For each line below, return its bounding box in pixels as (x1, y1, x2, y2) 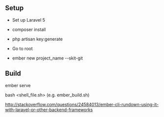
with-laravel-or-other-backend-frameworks (5, 107, 93, 113)
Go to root (12, 45, 33, 51)
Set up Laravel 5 (12, 17, 46, 23)
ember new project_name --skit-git (12, 55, 83, 61)
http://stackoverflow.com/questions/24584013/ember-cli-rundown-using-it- (5, 101, 159, 107)
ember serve (5, 82, 31, 88)
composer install (12, 27, 46, 32)
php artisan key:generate (12, 36, 63, 42)
